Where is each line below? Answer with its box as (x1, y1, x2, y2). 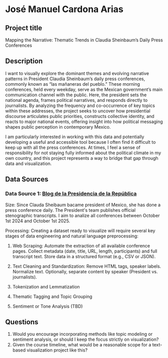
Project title (5, 24, 43, 32)
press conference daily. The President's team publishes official (5, 207, 136, 213)
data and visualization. (5, 160, 52, 166)
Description (5, 57, 43, 66)
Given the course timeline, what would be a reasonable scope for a (12, 342, 151, 348)
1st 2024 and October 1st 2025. (5, 218, 70, 224)
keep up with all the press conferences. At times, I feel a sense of (5, 144, 141, 150)
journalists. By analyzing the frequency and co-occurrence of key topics (5, 102, 155, 108)
